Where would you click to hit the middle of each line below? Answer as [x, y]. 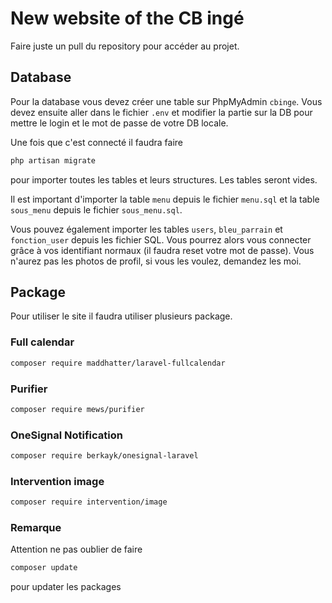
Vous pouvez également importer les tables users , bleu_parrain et [146, 229]
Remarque [36, 528]
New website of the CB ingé [127, 18]
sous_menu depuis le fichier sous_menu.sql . [96, 209]
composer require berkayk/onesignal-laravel [104, 456]
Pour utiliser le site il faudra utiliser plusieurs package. [121, 316]
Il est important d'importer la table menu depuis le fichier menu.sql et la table [165, 199]
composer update [44, 568]
